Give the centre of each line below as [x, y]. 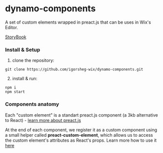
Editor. [12, 27]
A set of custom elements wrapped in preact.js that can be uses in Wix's [78, 22]
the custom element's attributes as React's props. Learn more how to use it [81, 140]
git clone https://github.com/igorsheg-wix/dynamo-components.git [74, 69]
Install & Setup [23, 50]
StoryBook [16, 37]
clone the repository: [33, 61]
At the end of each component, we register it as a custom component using [81, 130]
